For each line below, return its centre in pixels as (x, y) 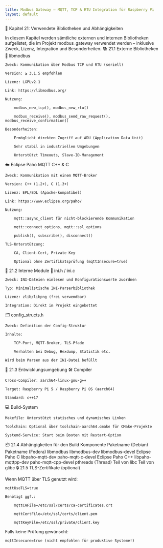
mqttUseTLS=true (22, 488)
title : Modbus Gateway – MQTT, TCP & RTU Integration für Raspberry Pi (80, 10)
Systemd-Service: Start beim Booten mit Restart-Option (63, 435)
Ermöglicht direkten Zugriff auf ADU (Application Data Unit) (79, 138)
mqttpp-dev (17, 462)
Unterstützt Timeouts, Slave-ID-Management (59, 155)
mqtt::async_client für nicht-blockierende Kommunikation (74, 218)
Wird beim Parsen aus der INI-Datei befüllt (51, 360)
